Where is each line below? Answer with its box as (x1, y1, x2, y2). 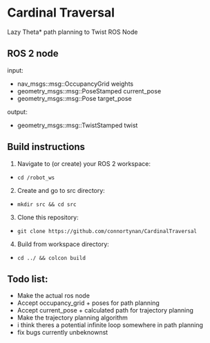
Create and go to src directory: (17, 186, 105, 194)
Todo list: (7, 273, 48, 285)
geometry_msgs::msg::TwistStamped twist (17, 121, 138, 129)
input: (7, 66, 24, 74)
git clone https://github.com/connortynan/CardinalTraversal (17, 228, 198, 234)
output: (7, 107, 28, 115)
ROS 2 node (7, 48, 59, 59)
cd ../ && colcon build (17, 254, 86, 261)
